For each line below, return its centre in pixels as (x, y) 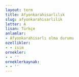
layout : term (19, 10)
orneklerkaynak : (22, 62)
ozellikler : (18, 43)
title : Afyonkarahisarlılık (35, 15)
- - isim (15, 48)
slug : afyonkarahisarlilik (34, 19)
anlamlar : (16, 33)
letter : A (16, 24)
